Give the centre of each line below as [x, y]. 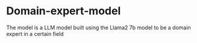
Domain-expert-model [64, 11]
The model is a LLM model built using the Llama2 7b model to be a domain [98, 27]
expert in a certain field [35, 33]
